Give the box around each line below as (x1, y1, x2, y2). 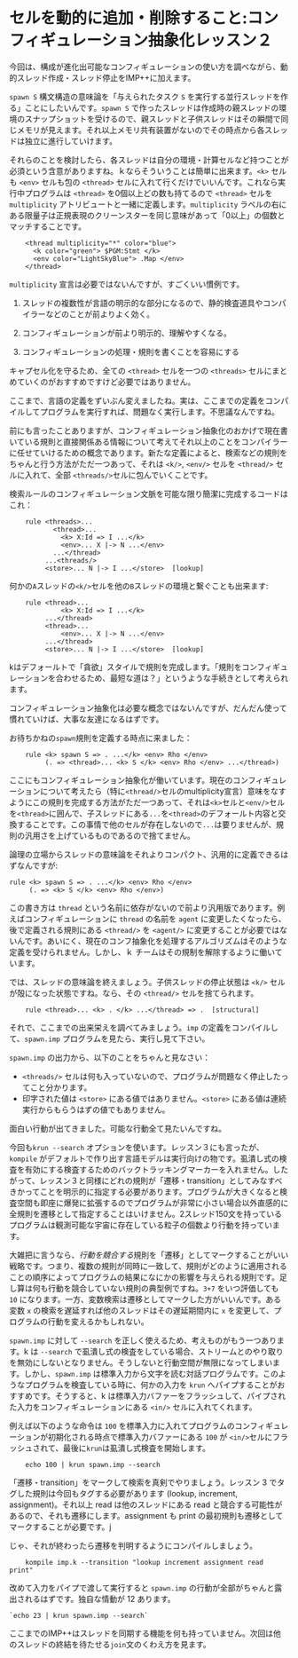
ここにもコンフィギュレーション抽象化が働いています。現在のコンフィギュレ (9, 774, 286, 786)
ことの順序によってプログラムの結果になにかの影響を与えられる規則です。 (9, 1271, 279, 1283)
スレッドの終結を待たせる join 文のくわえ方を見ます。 (16, 1638, 211, 1649)
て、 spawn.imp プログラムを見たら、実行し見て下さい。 (9, 1033, 210, 1044)
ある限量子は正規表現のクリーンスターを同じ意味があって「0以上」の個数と (9, 209, 286, 220)
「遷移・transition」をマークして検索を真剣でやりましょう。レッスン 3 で (9, 1477, 278, 1488)
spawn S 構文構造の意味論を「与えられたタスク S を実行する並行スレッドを (9, 91, 281, 102)
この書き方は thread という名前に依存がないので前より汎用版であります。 (9, 902, 278, 912)
